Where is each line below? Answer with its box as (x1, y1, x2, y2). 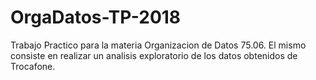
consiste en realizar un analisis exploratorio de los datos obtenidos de (10, 49, 298, 61)
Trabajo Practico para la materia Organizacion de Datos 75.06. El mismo (10, 39, 307, 51)
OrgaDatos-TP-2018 (10, 6, 182, 29)
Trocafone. (10, 60, 56, 72)
